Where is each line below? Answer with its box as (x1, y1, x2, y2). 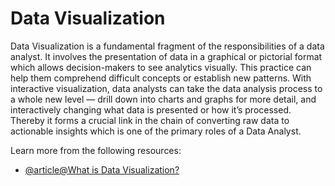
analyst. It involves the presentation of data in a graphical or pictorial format (10, 50, 323, 62)
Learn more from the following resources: (10, 144, 182, 156)
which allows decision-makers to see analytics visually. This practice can (10, 61, 312, 73)
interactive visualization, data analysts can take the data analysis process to (10, 82, 323, 94)
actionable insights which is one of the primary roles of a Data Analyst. (10, 125, 302, 137)
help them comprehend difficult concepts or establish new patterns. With (10, 72, 312, 84)
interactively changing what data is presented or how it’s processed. (10, 103, 292, 116)
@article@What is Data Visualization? (24, 163, 180, 176)
